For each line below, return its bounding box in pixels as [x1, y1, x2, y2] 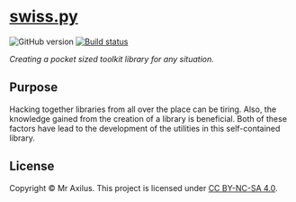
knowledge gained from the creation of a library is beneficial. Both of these [9, 113, 288, 124]
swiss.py [9, 6, 78, 27]
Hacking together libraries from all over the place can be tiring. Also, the [9, 104, 277, 115]
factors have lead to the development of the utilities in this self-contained [9, 123, 281, 133]
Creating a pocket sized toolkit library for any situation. [9, 53, 214, 64]
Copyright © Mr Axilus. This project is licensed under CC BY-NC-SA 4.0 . [9, 182, 278, 193]
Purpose [9, 79, 58, 96]
